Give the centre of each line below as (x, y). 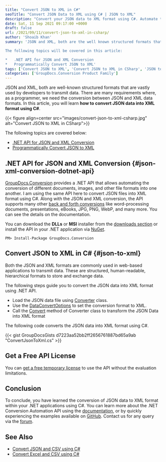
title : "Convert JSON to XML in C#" (43, 10)
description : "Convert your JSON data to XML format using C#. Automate (82, 19)
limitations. (16, 373)
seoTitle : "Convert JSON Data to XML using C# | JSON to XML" (70, 14)
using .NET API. (21, 291)
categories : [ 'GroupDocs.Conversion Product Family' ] (62, 74)
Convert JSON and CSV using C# (46, 449)
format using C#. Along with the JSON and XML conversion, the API (74, 199)
